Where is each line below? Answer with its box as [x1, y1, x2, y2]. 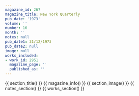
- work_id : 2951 [5, 58, 38, 63]
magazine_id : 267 [5, 7, 41, 12]
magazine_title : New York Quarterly [5, 12, 80, 17]
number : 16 [5, 26, 28, 31]
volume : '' [5, 21, 28, 26]
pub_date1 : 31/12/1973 [5, 39, 52, 44]
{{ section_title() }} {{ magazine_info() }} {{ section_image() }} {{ [5, 80, 134, 86]
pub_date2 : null [5, 44, 38, 49]
